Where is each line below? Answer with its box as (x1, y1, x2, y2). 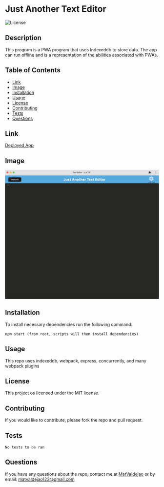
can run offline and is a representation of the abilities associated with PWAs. (5, 52, 158, 58)
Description (5, 34, 41, 42)
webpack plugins (5, 363, 40, 369)
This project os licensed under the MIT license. (5, 390, 100, 396)
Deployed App (5, 143, 34, 148)
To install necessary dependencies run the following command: (5, 321, 133, 327)
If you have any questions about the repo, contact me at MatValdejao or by (5, 471, 155, 477)
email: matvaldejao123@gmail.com (5, 476, 75, 482)
